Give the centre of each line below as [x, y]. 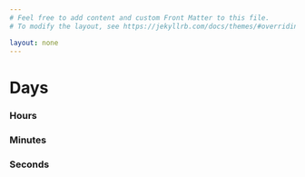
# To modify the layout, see [64, 26]
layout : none [34, 43]
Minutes [28, 140]
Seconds [30, 164]
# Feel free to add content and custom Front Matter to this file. [140, 18]
